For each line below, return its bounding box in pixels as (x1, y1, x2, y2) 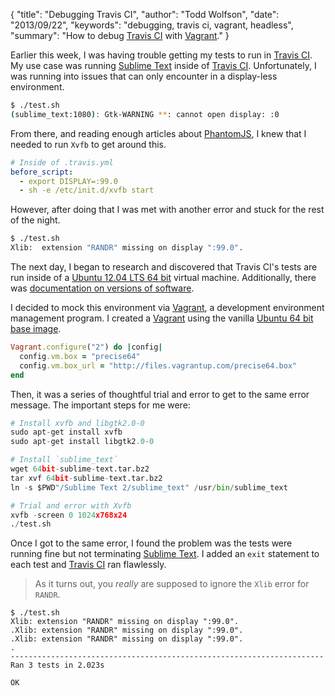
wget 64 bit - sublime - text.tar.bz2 (10, 464, 150, 474)
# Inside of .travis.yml (10, 157, 114, 168)
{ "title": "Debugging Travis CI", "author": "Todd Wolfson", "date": (10, 9, 280, 20)
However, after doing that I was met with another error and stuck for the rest (10, 204, 325, 216)
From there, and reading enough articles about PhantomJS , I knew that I (10, 127, 307, 139)
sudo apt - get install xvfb (10, 427, 123, 438)
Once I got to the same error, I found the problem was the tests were (10, 537, 293, 549)
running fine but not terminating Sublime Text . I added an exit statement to (10, 548, 320, 560)
